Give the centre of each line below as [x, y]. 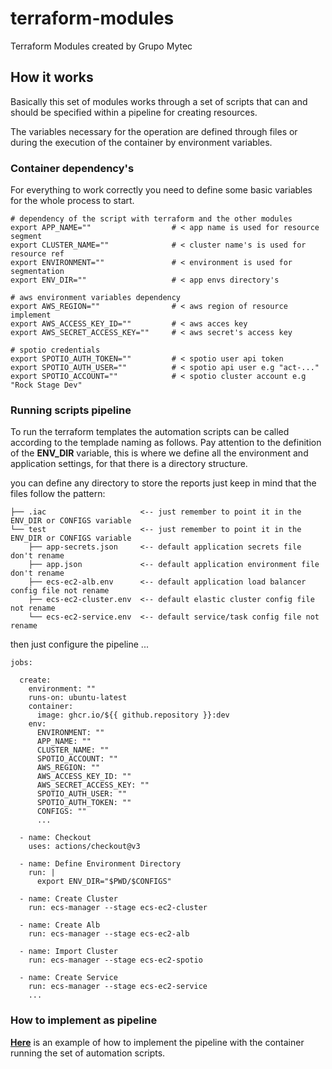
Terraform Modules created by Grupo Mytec [101, 46]
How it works [52, 77]
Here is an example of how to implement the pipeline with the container [157, 1042]
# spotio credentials [55, 350]
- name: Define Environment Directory [100, 864]
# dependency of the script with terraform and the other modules [151, 219]
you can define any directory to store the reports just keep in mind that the [163, 483]
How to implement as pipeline [84, 1020]
